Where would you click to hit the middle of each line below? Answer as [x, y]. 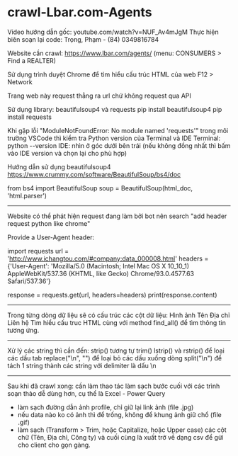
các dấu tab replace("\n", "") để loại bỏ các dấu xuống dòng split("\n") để [114, 358]
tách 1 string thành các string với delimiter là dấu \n [82, 365]
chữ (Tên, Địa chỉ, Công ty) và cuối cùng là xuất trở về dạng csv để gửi [120, 437]
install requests [29, 117]
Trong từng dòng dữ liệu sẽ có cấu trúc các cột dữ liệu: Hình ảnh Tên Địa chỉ [119, 315]
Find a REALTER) [32, 60]
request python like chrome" [49, 223]
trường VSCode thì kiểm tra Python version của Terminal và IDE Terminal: [114, 138]
